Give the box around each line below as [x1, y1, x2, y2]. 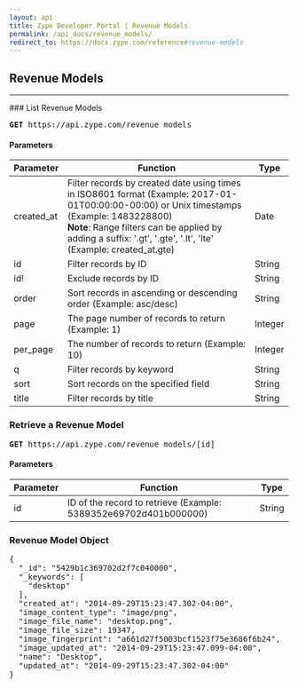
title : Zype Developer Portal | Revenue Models [9, 21, 189, 30]
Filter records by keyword [67, 363, 175, 376]
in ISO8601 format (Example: [67, 188, 189, 201]
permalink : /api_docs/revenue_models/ [9, 29, 153, 38]
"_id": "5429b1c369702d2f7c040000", [18, 563, 178, 573]
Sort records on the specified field [67, 378, 210, 391]
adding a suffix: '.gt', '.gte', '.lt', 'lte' [67, 233, 215, 245]
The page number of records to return [67, 312, 226, 325]
